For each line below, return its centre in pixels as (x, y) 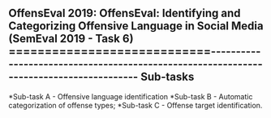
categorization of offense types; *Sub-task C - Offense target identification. (135, 105)
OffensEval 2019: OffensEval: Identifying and (125, 13)
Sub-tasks (168, 77)
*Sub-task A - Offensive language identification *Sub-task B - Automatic (131, 96)
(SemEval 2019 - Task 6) (71, 39)
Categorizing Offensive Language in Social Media (136, 26)
